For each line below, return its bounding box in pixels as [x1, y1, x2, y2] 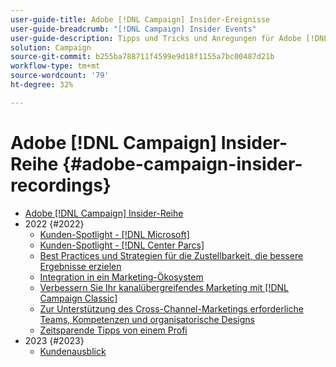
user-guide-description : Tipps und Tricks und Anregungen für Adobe [10, 33, 302, 43]
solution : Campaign [10, 42, 92, 53]
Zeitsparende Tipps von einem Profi [39, 324, 188, 336]
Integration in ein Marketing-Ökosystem [39, 271, 204, 283]
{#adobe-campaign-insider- [62, 152, 303, 175]
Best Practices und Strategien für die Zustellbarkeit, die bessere [39, 249, 304, 261]
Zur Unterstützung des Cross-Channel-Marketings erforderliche [39, 302, 304, 315]
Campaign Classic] [39, 292, 118, 304]
